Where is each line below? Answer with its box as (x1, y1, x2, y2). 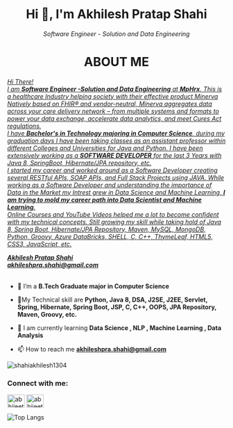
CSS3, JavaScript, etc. (7, 240, 72, 248)
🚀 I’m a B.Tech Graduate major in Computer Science (17, 282, 170, 290)
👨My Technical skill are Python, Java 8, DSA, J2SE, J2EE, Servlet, (17, 295, 208, 304)
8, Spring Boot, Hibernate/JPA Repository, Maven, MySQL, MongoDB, (7, 225, 206, 233)
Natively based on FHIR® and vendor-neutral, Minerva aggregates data (7, 99, 213, 108)
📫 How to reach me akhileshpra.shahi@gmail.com (17, 345, 166, 354)
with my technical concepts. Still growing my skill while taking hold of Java (7, 217, 222, 226)
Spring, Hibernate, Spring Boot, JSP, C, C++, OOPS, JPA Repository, (17, 303, 217, 311)
